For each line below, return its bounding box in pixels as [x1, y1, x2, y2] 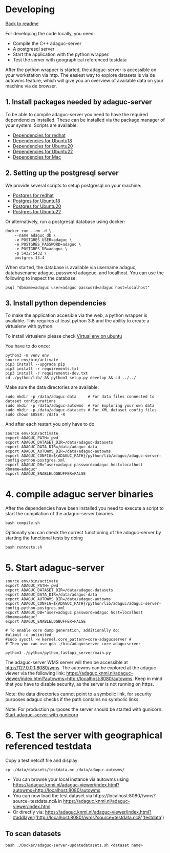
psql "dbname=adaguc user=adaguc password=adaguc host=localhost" [5, 285, 150, 290]
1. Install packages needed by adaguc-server [5, 98, 152, 106]
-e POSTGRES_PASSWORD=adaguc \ [14, 242, 81, 247]
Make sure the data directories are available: [5, 384, 99, 390]
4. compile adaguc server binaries [5, 488, 154, 500]
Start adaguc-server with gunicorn [5, 712, 78, 718]
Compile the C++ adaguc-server [12, 40, 82, 47]
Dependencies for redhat [12, 132, 66, 138]
